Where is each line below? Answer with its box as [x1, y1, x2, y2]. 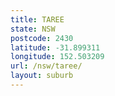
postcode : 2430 [10, 33, 74, 43]
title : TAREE [10, 14, 65, 25]
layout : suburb [10, 71, 74, 81]
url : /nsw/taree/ [10, 61, 83, 71]
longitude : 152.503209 [10, 52, 105, 62]
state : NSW [10, 24, 56, 34]
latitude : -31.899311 [10, 42, 101, 53]
